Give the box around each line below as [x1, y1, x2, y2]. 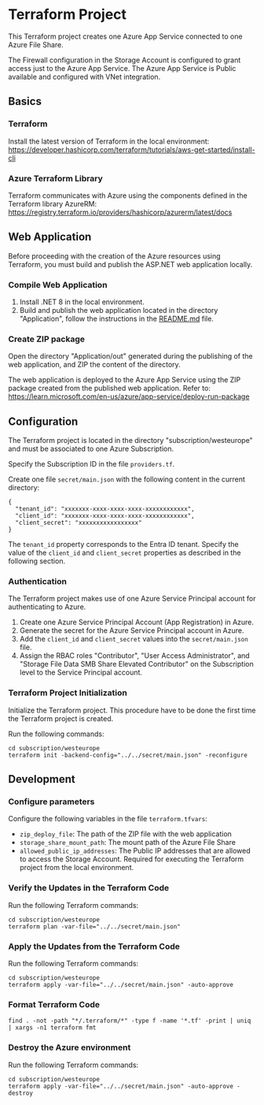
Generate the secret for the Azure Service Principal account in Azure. [19, 626, 244, 635]
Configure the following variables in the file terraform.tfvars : [8, 814, 208, 824]
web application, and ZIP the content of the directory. [8, 360, 181, 370]
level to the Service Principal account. [19, 668, 143, 677]
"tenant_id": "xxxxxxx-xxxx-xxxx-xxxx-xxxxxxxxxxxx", [15, 505, 195, 513]
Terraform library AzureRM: [8, 199, 97, 208]
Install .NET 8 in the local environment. [19, 297, 145, 307]
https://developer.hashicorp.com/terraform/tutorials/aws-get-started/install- [8, 144, 255, 154]
